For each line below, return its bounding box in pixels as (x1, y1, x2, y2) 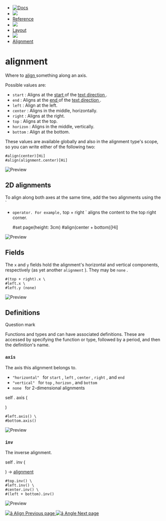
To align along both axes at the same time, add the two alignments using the (5, 194, 161, 200)
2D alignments (5, 181, 51, 190)
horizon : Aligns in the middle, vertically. (12, 123, 94, 129)
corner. (12, 215, 27, 221)
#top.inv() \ (5, 478, 32, 484)
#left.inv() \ (5, 483, 35, 488)
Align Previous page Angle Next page (13, 510, 99, 516)
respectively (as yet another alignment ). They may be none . (5, 267, 128, 273)
